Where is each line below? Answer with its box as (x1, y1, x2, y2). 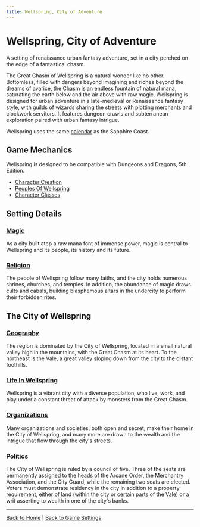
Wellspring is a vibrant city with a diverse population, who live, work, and (6, 389, 185, 397)
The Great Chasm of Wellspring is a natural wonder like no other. (6, 72, 165, 79)
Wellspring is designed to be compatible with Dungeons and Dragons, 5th (6, 161, 187, 168)
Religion (6, 261, 31, 269)
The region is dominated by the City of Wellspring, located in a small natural (6, 342, 192, 350)
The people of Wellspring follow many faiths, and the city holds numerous (6, 275, 187, 282)
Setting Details (6, 208, 62, 219)
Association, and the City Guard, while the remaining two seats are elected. (6, 478, 191, 485)
